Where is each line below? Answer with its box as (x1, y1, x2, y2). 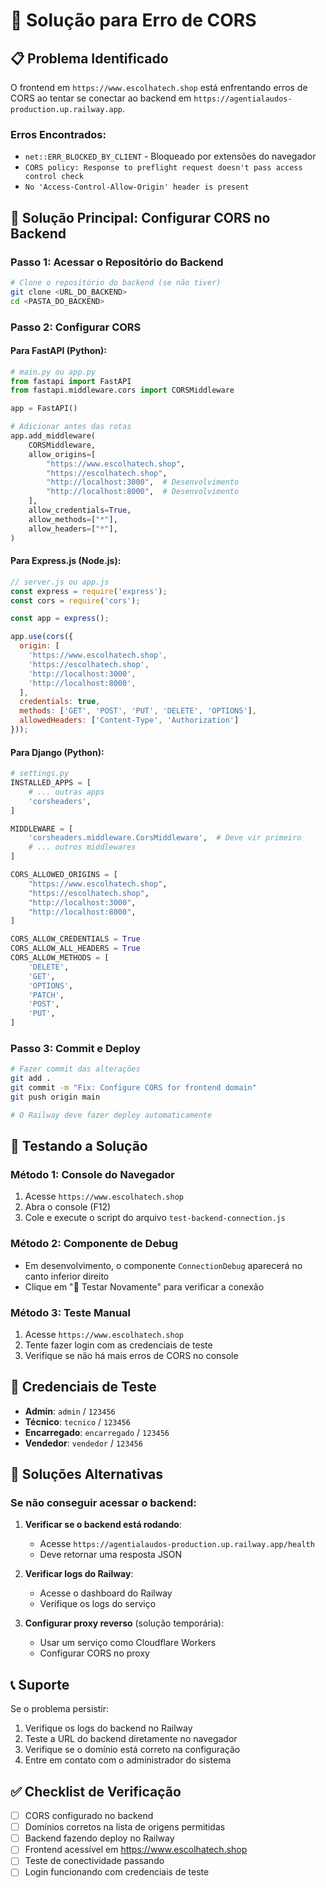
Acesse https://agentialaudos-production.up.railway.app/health (39, 1538, 315, 1550)
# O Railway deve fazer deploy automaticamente (10, 1110, 213, 1120)
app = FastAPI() (10, 404, 78, 414)
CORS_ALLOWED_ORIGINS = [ (10, 870, 118, 880)
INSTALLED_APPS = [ (10, 778, 92, 788)
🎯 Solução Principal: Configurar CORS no (10, 209, 271, 226)
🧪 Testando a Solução (10, 1138, 148, 1155)
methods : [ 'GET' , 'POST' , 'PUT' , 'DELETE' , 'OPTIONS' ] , (19, 706, 257, 716)
